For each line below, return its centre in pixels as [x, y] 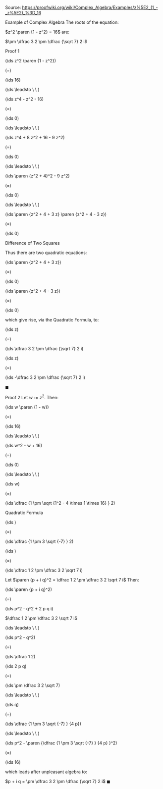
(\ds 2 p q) [16, 666]
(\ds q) [12, 704]
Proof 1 [12, 51]
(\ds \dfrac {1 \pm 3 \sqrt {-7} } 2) [39, 541]
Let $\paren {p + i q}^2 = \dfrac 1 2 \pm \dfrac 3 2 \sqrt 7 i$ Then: [72, 579]
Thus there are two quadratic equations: [46, 253]
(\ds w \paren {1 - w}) [27, 407]
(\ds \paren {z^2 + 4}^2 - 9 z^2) [38, 176]
